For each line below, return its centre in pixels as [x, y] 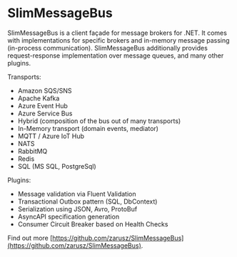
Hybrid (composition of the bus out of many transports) [99, 121]
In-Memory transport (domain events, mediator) [88, 128]
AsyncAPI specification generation [69, 216]
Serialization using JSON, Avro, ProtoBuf [77, 209]
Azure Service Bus [45, 113]
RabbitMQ [32, 151]
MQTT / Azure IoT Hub [51, 136]
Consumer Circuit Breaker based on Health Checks [93, 224]
